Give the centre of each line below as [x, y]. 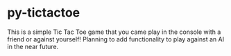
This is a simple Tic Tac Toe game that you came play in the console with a [114, 32]
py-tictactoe [44, 13]
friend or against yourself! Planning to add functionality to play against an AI [115, 39]
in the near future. [33, 46]
